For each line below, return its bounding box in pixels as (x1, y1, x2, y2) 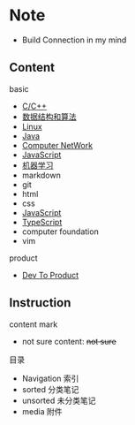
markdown (21, 170, 62, 180)
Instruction (9, 295, 71, 310)
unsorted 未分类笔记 (21, 395, 96, 406)
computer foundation (21, 226, 99, 237)
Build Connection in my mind (21, 34, 127, 45)
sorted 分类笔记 (21, 383, 79, 394)
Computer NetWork (21, 140, 94, 150)
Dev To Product (21, 269, 79, 280)
